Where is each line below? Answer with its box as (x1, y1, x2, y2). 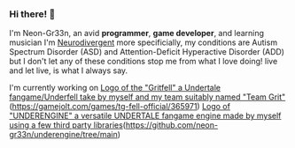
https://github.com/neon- (125, 120, 219, 130)
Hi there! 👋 (9, 8, 56, 20)
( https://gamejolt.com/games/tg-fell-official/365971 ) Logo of (9, 101, 230, 112)
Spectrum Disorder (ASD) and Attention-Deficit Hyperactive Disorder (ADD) (9, 47, 285, 57)
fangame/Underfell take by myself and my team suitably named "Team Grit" (9, 92, 286, 102)
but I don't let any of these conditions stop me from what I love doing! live (9, 56, 278, 67)
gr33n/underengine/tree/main (9, 129, 118, 140)
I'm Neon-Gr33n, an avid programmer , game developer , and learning (9, 28, 264, 39)
